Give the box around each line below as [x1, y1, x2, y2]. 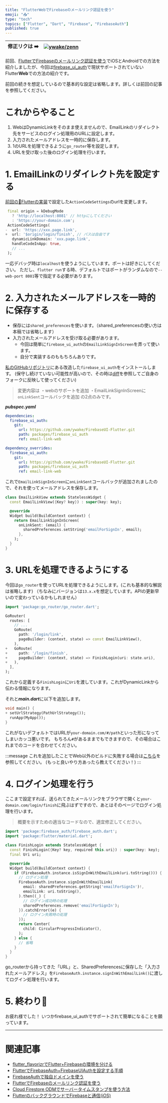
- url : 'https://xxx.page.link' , [5, 227, 77, 232]
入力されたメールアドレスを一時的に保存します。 [12, 137, 113, 143]
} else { [14, 935, 32, 941]
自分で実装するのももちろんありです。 [19, 354, 99, 360]
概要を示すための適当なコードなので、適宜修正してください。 [17, 819, 144, 825]
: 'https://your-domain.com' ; [11, 218, 75, 223]
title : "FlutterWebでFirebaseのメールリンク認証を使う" [5, 7, 114, 13]
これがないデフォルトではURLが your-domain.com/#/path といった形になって [5, 729, 159, 735]
